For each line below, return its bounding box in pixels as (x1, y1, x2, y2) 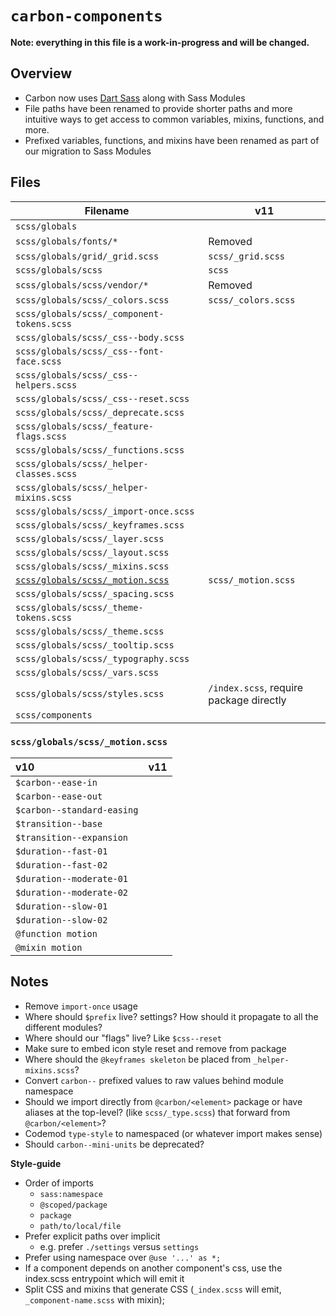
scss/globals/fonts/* (15, 235, 118, 247)
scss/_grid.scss (208, 250, 286, 262)
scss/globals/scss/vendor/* (15, 279, 149, 291)
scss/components (15, 709, 93, 721)
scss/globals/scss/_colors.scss (15, 294, 170, 306)
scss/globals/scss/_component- (15, 308, 165, 319)
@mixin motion (15, 942, 83, 953)
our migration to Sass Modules (24, 145, 152, 157)
